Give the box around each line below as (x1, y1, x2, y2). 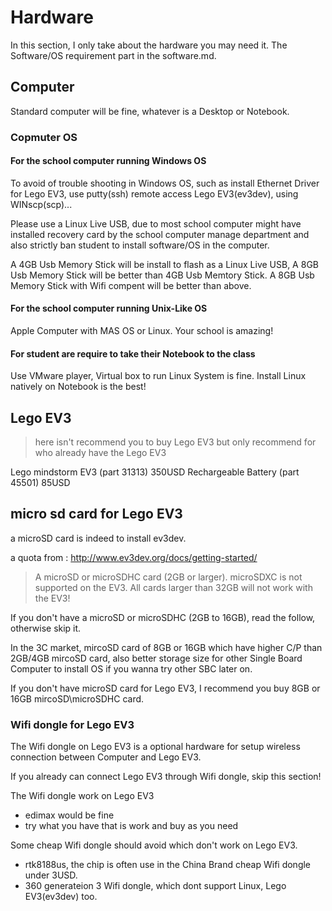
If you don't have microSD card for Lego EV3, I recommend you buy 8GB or (10, 682, 321, 694)
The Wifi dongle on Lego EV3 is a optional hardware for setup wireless (10, 741, 301, 753)
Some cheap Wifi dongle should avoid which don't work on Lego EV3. (10, 839, 298, 851)
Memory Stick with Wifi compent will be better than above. (10, 279, 252, 291)
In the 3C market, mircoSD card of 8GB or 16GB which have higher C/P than (10, 641, 323, 653)
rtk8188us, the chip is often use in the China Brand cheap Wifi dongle (24, 859, 312, 871)
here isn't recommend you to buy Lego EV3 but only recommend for (34, 436, 317, 448)
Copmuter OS (10, 130, 78, 144)
